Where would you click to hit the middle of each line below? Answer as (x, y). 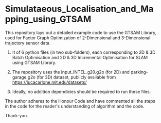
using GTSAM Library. (34, 62)
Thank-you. (17, 115)
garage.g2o (24, 77)
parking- (139, 72)
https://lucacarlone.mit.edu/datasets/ (49, 82)
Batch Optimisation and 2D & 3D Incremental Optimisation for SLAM (80, 57)
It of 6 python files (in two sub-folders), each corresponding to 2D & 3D (84, 52)
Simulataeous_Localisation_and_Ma (79, 9)
